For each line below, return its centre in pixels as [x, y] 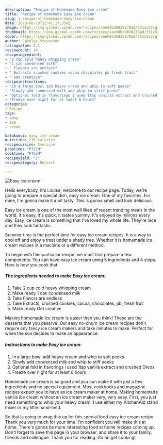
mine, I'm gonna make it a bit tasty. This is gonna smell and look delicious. [79, 200]
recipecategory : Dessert [30, 163]
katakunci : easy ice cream [32, 136]
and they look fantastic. [28, 225]
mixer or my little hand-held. [33, 408]
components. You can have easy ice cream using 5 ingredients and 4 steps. [81, 260]
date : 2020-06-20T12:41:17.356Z [38, 23]
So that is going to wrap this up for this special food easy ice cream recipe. [80, 417]
